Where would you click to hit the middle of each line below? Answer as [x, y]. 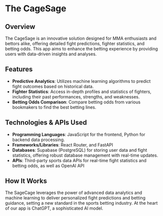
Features [19, 69]
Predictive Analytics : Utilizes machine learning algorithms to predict [81, 81]
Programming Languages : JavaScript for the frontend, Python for [79, 134]
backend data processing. [38, 140]
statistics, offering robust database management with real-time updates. [85, 155]
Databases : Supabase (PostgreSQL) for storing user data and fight [80, 150]
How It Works [26, 181]
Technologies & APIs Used [46, 123]
